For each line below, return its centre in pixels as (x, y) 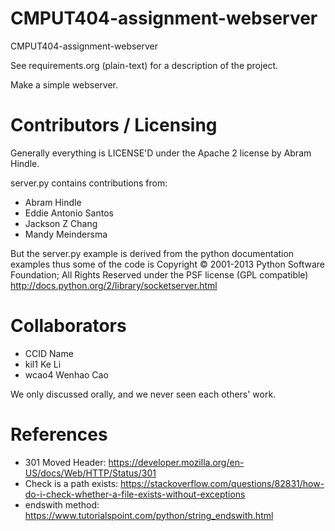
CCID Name (49, 353)
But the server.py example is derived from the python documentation (152, 253)
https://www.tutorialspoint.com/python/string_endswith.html (149, 515)
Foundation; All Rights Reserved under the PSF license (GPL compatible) (159, 274)
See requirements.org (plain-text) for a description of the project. (144, 65)
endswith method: (62, 504)
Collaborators (68, 326)
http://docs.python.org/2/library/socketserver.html (114, 285)
